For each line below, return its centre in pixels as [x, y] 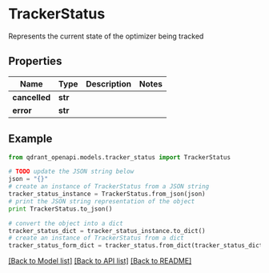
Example [30, 139]
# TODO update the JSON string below [71, 172]
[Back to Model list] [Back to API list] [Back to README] [100, 261]
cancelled [32, 97]
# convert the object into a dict [66, 223]
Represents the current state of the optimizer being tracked [106, 36]
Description [109, 83]
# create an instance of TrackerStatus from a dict [96, 238]
